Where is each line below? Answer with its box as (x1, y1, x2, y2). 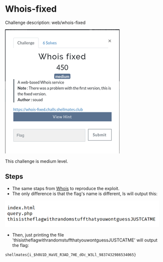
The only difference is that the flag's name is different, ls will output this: (12, 191, 158, 196)
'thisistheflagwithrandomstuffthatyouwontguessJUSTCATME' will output (12, 237, 158, 243)
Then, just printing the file (12, 232, 64, 238)
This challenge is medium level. (5, 158, 68, 164)
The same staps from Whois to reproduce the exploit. (12, 185, 120, 191)
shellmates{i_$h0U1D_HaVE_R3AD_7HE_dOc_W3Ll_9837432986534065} (5, 253, 137, 258)
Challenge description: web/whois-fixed (5, 20, 86, 25)
